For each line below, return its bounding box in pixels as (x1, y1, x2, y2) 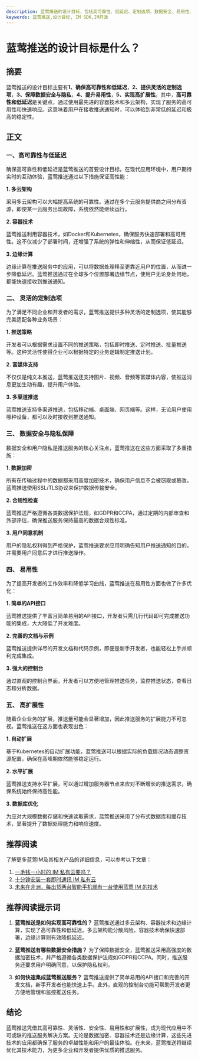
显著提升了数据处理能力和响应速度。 (16, 820, 104, 827)
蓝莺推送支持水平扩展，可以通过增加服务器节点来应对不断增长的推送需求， (6, 780, 187, 787)
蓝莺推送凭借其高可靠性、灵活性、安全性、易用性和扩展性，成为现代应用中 (6, 1024, 187, 1031)
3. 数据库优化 (6, 800, 38, 807)
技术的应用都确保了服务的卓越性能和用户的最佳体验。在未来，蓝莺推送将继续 (6, 1039, 192, 1046)
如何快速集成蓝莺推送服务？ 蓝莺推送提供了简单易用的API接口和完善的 (14, 974, 185, 980)
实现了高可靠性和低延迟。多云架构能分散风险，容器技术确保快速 (25, 927, 180, 933)
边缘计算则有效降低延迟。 (25, 934, 87, 941)
